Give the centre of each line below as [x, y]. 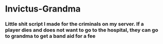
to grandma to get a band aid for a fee [51, 36]
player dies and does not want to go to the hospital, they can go [82, 30]
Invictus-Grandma [43, 9]
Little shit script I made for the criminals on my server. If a [74, 24]
